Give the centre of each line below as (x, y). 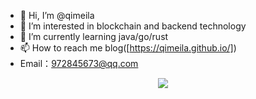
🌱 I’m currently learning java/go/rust (94, 36)
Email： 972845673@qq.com (79, 63)
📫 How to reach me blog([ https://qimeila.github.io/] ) (128, 48)
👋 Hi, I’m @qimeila (57, 15)
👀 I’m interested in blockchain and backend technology (133, 26)
